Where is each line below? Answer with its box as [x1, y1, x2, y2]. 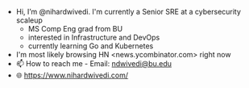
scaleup [15, 15, 43, 25]
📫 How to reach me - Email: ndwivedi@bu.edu [15, 59, 172, 68]
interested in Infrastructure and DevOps [27, 32, 160, 42]
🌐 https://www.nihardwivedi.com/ [15, 70, 129, 80]
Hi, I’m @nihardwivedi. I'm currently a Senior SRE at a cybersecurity [15, 7, 242, 16]
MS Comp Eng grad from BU [27, 24, 123, 33]
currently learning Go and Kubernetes [27, 41, 154, 51]
